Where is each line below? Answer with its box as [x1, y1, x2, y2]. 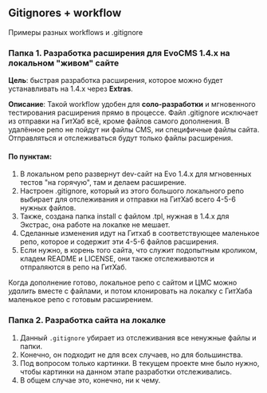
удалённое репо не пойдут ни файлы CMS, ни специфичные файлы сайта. [8, 125, 260, 135]
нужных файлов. [19, 203, 77, 213]
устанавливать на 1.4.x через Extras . [8, 84, 133, 94]
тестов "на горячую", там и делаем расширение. [19, 178, 187, 187]
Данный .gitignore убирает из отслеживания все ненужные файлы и [19, 332, 257, 342]
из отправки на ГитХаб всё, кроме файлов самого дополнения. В [8, 116, 230, 126]
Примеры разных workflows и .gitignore [8, 27, 143, 37]
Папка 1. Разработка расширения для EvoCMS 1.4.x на [8, 47, 230, 58]
